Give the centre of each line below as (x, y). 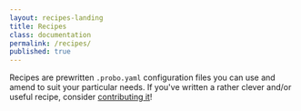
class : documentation (50, 35)
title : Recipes (38, 26)
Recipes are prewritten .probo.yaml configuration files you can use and (142, 77)
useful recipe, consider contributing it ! (81, 97)
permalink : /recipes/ (50, 43)
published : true (40, 52)
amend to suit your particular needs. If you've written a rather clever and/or (150, 87)
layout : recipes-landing (56, 18)
